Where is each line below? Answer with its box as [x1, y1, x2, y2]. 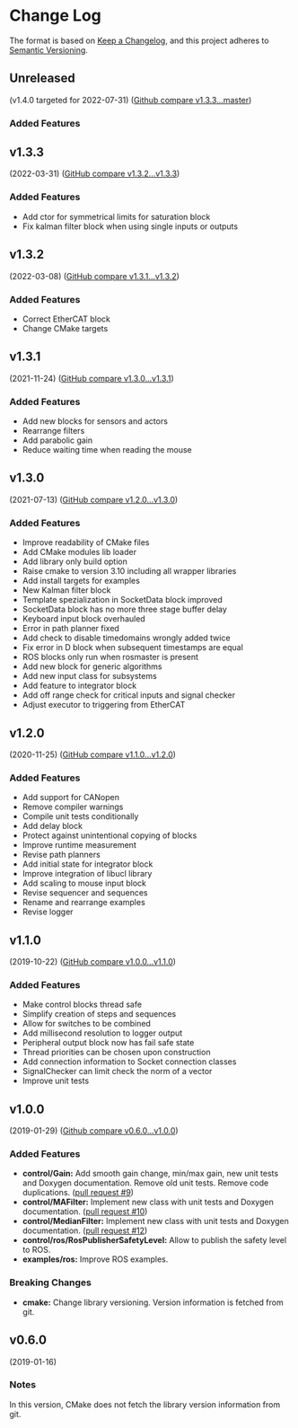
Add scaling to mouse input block [22, 877, 146, 889]
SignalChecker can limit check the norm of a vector [22, 1066, 213, 1077]
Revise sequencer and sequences [22, 887, 148, 898]
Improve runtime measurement [22, 840, 136, 851]
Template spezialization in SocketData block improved [22, 595, 223, 605]
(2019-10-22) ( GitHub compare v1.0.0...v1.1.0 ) [9, 956, 177, 967]
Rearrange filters [22, 426, 85, 436]
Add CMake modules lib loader [22, 547, 137, 558]
